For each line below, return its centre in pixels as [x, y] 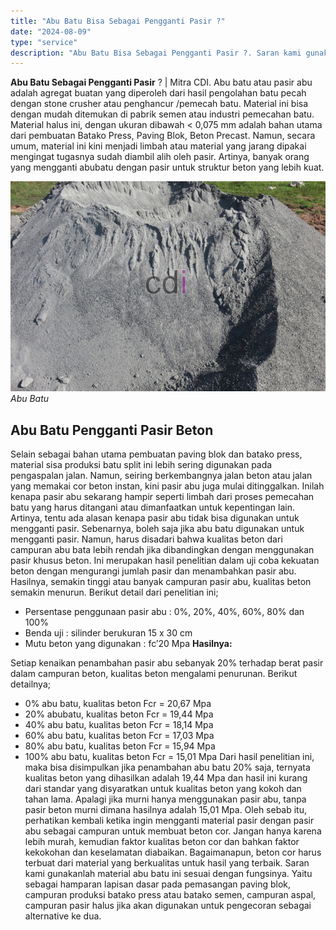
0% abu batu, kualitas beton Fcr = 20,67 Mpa [118, 704]
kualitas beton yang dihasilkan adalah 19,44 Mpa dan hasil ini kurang [166, 778]
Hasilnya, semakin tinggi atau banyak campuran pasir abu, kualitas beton [161, 582]
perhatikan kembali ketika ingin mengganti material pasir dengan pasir [169, 821]
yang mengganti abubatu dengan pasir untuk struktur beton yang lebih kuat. [167, 167]
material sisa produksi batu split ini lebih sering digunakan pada [141, 465]
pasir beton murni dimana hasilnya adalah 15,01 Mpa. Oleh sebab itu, [166, 810]
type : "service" [44, 42]
